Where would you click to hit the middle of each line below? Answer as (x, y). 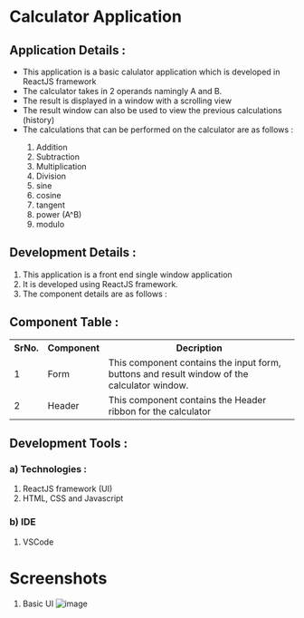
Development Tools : (69, 444)
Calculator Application (96, 17)
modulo (50, 224)
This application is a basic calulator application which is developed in (151, 72)
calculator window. (148, 385)
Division (51, 176)
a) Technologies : (48, 468)
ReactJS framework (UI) (67, 489)
